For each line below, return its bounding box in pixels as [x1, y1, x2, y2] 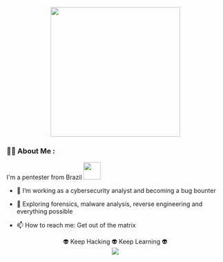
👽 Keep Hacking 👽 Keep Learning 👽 [63, 238, 168, 246]
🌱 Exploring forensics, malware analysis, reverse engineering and [16, 200, 203, 208]
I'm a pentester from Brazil [6, 173, 82, 182]
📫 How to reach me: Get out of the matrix [16, 221, 136, 230]
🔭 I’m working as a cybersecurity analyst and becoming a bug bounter [16, 187, 217, 195]
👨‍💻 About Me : [6, 146, 56, 156]
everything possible [16, 207, 73, 216]
